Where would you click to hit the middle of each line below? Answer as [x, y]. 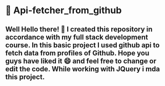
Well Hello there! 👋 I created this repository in [79, 29]
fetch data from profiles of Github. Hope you [77, 53]
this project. [25, 77]
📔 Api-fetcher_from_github [64, 10]
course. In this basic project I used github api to [82, 45]
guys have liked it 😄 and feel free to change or [81, 61]
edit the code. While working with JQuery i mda [83, 69]
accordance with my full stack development [77, 37]
